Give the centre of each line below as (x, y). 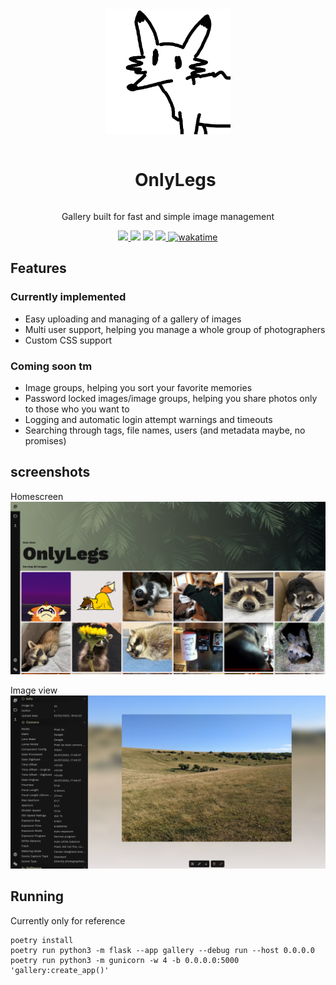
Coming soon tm (51, 366)
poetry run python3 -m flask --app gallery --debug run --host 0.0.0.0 (162, 950)
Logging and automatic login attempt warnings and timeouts (148, 419)
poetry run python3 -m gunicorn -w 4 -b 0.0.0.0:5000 (125, 960)
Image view (34, 690)
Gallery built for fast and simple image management (168, 216)
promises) (45, 440)
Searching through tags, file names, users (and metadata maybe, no (165, 430)
